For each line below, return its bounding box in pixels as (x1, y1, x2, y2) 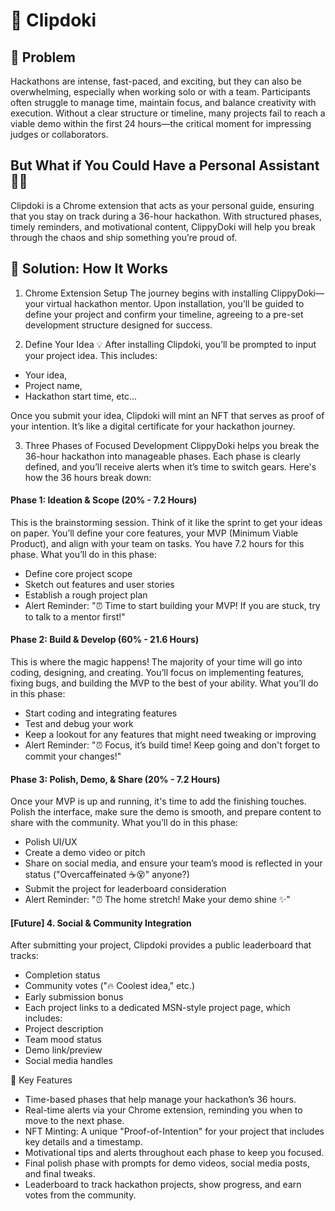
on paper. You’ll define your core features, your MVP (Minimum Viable (10, 527, 299, 539)
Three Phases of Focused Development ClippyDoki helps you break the (24, 439, 320, 451)
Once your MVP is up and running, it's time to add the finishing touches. (10, 795, 307, 808)
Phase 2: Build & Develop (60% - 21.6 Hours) (10, 634, 200, 646)
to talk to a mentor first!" (24, 610, 126, 623)
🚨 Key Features (10, 1074, 73, 1086)
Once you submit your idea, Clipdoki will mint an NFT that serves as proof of (10, 409, 325, 421)
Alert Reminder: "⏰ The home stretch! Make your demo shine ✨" (24, 894, 291, 906)
